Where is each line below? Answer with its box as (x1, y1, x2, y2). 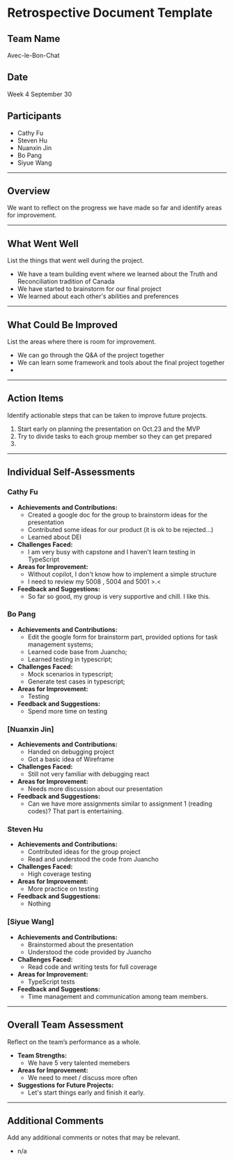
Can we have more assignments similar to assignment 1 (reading (27, 799, 212, 808)
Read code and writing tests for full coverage (27, 962, 157, 971)
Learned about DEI (27, 533, 82, 541)
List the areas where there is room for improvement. (7, 337, 157, 346)
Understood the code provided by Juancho (27, 947, 152, 956)
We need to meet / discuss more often (27, 1073, 138, 1081)
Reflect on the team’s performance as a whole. (7, 1037, 141, 1046)
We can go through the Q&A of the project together (17, 351, 165, 360)
